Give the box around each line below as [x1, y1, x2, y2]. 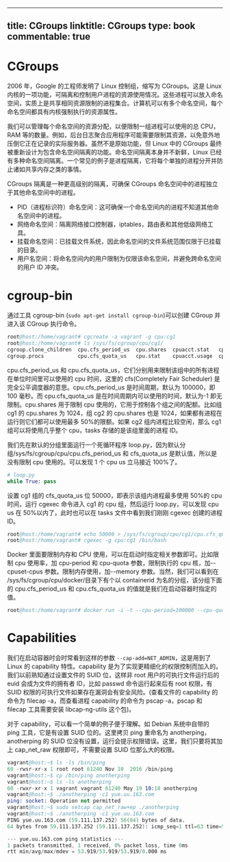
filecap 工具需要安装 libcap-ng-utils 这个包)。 [7, 705, 136, 714]
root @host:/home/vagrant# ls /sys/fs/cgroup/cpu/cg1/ [7, 340, 164, 347]
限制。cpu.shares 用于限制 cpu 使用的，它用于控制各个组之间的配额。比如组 [7, 400, 222, 409]
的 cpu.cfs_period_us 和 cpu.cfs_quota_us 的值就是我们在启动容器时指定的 [7, 585, 217, 593]
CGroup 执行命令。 [26, 320, 81, 328]
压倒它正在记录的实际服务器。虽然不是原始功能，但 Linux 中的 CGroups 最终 [7, 139, 222, 148]
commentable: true [7, 31, 91, 43]
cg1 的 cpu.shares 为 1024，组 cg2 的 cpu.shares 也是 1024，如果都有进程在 [7, 409, 222, 417]
